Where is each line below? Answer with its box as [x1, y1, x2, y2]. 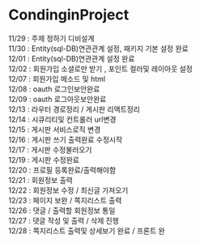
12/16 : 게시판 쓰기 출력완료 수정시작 [8, 134, 123, 144]
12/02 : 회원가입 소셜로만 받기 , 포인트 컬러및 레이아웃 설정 [8, 63, 193, 74]
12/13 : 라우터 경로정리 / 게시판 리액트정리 [8, 104, 140, 114]
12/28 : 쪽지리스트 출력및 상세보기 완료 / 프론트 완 [8, 225, 165, 236]
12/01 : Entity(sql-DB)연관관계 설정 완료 [8, 53, 135, 63]
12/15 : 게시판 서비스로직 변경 [8, 124, 101, 134]
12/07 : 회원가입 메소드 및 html [8, 74, 106, 83]
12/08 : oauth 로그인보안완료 [8, 83, 100, 94]
